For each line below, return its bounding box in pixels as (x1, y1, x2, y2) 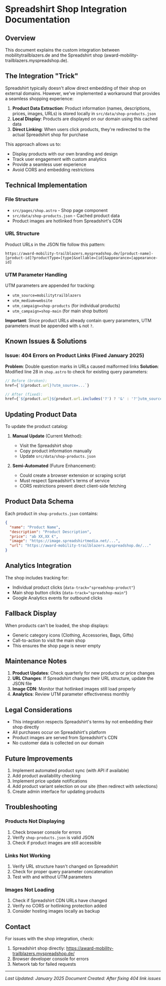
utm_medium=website (12, 298, 53, 303)
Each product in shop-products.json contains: (5, 510, 98, 516)
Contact (5, 922, 31, 931)
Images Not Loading (5, 886, 54, 893)
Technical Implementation (5, 181, 87, 190)
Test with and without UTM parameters (12, 874, 92, 880)
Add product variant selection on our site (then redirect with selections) (12, 783, 158, 789)
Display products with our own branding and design (12, 150, 118, 157)
